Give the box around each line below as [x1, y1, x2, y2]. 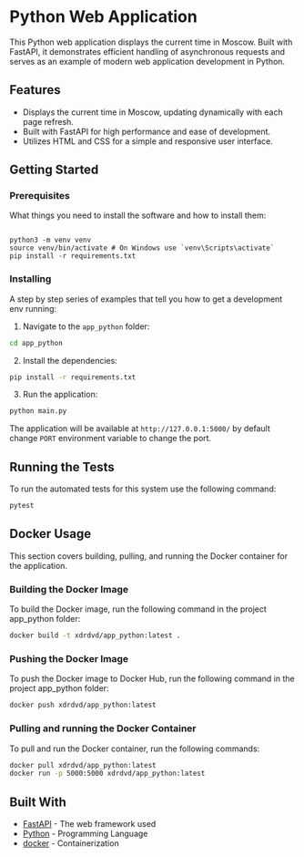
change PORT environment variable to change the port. [9, 433, 212, 444]
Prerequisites [9, 190, 70, 202]
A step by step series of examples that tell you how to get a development [9, 294, 283, 305]
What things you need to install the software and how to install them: [9, 210, 267, 221]
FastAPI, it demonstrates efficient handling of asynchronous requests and [9, 46, 285, 57]
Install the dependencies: [22, 355, 118, 366]
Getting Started [9, 162, 99, 178]
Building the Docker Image [9, 583, 129, 595]
